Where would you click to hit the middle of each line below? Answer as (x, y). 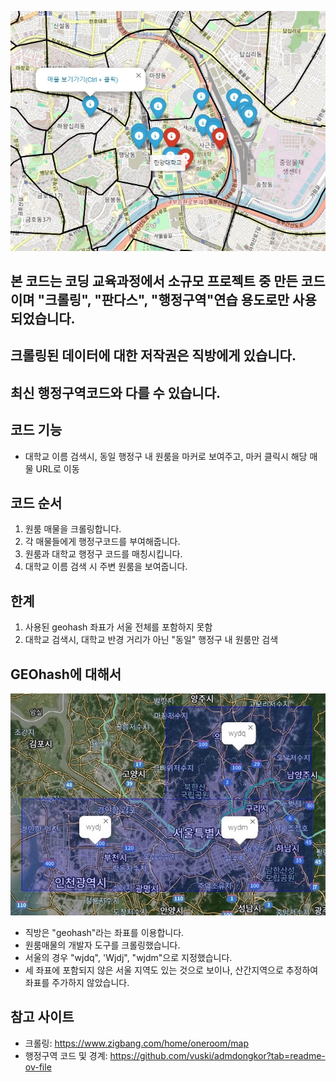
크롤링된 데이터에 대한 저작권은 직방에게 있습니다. (153, 356)
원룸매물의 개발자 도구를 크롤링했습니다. (102, 945)
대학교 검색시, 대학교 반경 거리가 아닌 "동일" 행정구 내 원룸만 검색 (151, 640)
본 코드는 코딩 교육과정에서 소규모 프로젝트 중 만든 (154, 281)
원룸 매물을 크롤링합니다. (73, 529)
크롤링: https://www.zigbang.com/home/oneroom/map (136, 1043)
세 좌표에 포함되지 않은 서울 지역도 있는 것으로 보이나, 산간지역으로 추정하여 (171, 970)
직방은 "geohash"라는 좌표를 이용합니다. (104, 932)
